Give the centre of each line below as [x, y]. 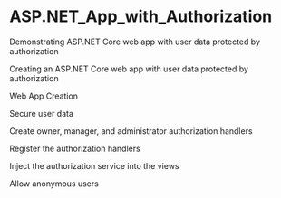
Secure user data [42, 113]
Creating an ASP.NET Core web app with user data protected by [129, 69]
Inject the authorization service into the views [94, 165]
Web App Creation [44, 96]
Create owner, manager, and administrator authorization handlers [131, 131]
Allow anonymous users [54, 184]
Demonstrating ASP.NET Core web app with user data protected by [135, 42]
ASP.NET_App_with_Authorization [141, 17]
